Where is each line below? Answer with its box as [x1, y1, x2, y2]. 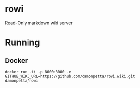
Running [5, 37, 40, 48]
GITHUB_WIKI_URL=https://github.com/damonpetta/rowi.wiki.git [5, 74, 135, 79]
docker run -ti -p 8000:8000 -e [5, 69, 71, 74]
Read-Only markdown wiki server [5, 20, 73, 26]
